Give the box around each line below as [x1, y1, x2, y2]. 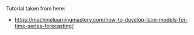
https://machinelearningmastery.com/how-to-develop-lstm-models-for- [14, 16, 188, 23]
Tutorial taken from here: [6, 5, 65, 12]
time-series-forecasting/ [14, 23, 74, 29]
